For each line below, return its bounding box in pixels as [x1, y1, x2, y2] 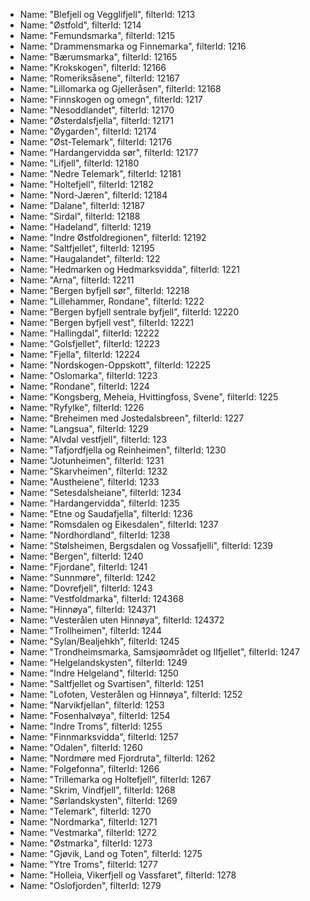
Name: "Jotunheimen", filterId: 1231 [19, 455, 165, 466]
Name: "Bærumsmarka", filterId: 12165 [19, 51, 178, 63]
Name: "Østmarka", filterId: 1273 [19, 837, 153, 849]
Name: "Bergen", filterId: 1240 [19, 550, 144, 562]
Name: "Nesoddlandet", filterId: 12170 [19, 104, 175, 116]
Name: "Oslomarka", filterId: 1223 [19, 370, 158, 381]
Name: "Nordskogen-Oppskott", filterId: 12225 [19, 359, 211, 371]
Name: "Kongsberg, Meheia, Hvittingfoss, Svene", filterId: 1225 [19, 391, 279, 403]
